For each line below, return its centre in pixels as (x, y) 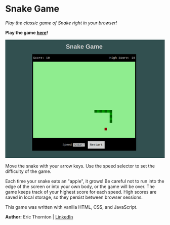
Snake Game (32, 9)
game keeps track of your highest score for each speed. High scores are (81, 192)
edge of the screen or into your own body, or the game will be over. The (80, 187)
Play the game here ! (27, 32)
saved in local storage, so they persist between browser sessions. (74, 197)
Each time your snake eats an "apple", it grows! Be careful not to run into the (85, 181)
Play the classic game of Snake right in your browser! (61, 23)
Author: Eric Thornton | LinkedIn (39, 217)
